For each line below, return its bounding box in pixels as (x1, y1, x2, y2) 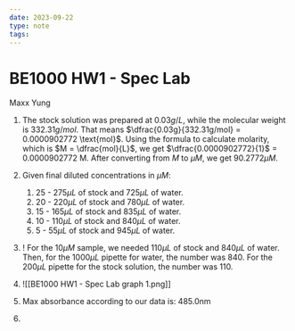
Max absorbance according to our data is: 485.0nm (21, 296, 211, 307)
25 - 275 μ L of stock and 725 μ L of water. (35, 187, 184, 198)
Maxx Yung (9, 97, 51, 108)
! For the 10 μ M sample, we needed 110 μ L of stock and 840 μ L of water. (21, 243, 280, 253)
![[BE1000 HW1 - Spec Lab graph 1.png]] (21, 278, 171, 290)
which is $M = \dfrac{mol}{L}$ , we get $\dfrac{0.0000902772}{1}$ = (21, 144, 278, 154)
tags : (9, 29, 29, 38)
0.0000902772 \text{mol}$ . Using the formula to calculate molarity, (21, 134, 270, 145)
